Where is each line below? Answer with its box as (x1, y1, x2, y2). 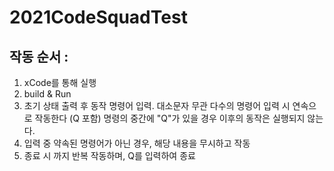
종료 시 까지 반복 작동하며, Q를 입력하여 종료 (23, 150, 196, 161)
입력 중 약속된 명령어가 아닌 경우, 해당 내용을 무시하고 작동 (23, 137, 251, 149)
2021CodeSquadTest (9, 6, 188, 29)
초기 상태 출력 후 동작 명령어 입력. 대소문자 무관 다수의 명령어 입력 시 (23, 100, 291, 111)
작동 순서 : (9, 48, 69, 65)
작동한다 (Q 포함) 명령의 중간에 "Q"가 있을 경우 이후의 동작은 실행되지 (34, 112, 306, 124)
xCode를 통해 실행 (23, 77, 97, 88)
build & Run (23, 88, 72, 100)
